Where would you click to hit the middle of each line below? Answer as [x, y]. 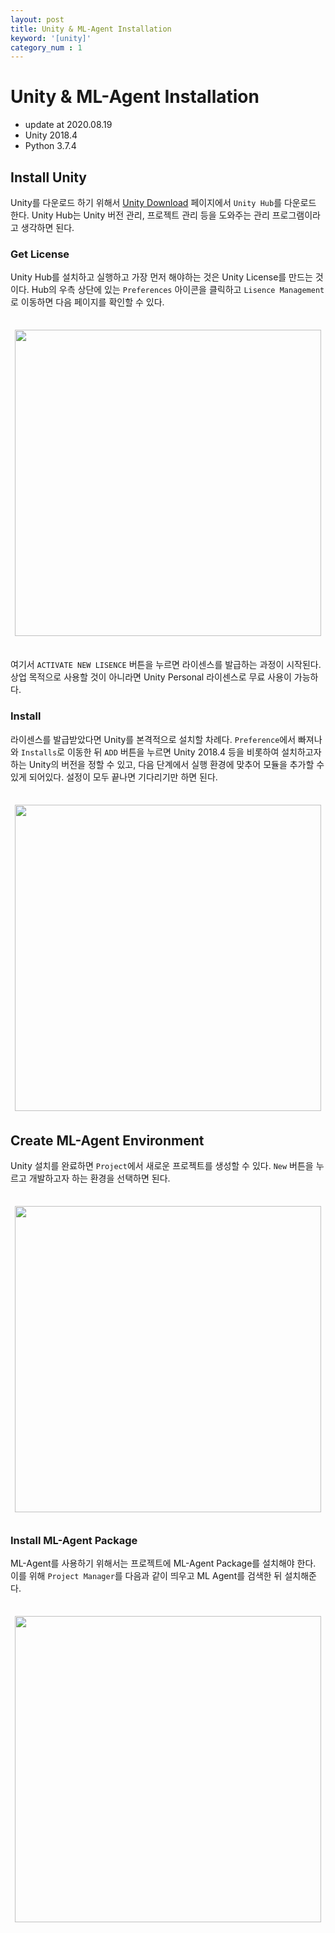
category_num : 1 [46, 47]
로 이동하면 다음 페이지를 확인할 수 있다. [87, 302]
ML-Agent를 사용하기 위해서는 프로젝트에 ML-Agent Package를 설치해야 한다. [163, 1563]
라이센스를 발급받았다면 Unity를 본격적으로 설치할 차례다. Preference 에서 [153, 739]
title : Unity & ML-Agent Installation [91, 29]
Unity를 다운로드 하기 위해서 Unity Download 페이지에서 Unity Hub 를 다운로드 [163, 202]
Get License [40, 254]
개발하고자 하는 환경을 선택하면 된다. [99, 1178]
